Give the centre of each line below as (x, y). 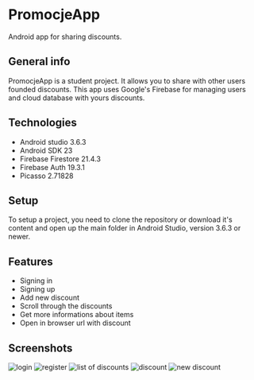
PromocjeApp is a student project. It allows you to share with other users (127, 80)
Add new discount (49, 298)
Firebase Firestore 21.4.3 (60, 159)
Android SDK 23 (46, 150)
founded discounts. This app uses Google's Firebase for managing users (127, 89)
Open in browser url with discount (75, 323)
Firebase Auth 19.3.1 (52, 167)
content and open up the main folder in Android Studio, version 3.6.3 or (125, 228)
